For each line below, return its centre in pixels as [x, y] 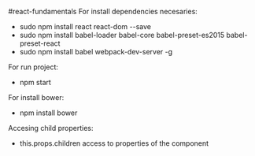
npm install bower [48, 113]
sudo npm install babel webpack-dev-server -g [96, 52]
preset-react [40, 43]
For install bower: [36, 97]
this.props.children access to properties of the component [114, 143]
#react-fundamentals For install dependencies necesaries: [103, 11]
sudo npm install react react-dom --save [85, 26]
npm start [35, 82]
